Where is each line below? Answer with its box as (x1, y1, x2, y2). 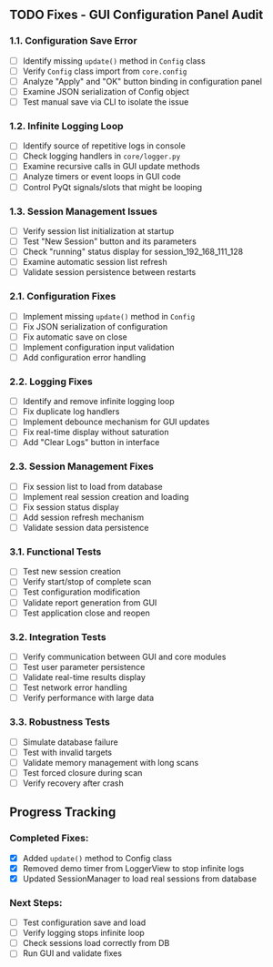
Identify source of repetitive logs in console (22, 140, 187, 151)
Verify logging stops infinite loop (22, 928, 146, 939)
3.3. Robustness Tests (9, 716, 111, 728)
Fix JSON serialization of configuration (22, 321, 168, 331)
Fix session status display (22, 501, 120, 513)
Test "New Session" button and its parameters (22, 236, 197, 247)
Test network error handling (22, 682, 127, 693)
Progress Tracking (9, 805, 116, 820)
